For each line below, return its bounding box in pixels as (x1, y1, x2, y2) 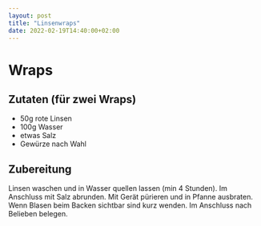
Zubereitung (8, 162, 72, 176)
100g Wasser (19, 122, 63, 132)
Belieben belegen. (8, 209, 68, 219)
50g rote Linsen (19, 113, 72, 124)
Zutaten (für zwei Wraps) (8, 93, 137, 106)
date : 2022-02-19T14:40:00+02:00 (8, 26, 120, 34)
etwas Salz (19, 131, 57, 141)
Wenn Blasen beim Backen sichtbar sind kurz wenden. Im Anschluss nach (8, 200, 252, 210)
